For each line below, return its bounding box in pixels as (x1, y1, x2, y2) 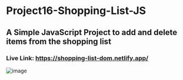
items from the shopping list (6, 36, 112, 46)
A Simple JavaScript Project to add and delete (6, 27, 178, 37)
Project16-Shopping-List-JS (6, 4, 146, 18)
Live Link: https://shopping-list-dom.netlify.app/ (6, 54, 149, 62)
